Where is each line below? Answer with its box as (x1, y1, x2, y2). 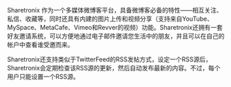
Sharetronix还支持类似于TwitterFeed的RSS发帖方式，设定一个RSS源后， (7, 55, 212, 64)
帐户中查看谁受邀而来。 (7, 41, 74, 48)
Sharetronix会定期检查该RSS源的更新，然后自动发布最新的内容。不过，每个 (7, 64, 221, 72)
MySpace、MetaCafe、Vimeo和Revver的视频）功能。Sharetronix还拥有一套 (7, 23, 223, 31)
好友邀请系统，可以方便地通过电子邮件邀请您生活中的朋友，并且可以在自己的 (7, 32, 225, 40)
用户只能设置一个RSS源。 (7, 72, 79, 81)
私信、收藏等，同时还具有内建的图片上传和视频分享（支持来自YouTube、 (7, 14, 214, 23)
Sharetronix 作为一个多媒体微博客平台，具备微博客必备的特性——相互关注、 (7, 6, 223, 14)
